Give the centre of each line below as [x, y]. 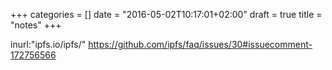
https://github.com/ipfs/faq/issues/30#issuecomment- [200, 44]
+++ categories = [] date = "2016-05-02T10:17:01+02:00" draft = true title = [166, 14]
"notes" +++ [36, 25]
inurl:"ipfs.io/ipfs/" [48, 44]
